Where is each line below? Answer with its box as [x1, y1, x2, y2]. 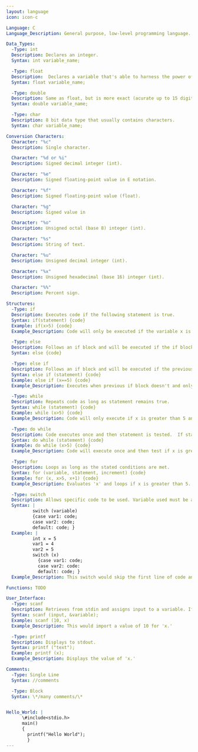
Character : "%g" [11, 204, 51, 210]
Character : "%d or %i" [11, 155, 67, 161]
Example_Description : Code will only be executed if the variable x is [11, 328, 192, 335]
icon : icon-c [6, 14, 38, 20]
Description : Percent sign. [11, 290, 81, 296]
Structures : [6, 301, 35, 307]
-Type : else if [11, 361, 49, 367]
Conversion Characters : [6, 133, 65, 139]
